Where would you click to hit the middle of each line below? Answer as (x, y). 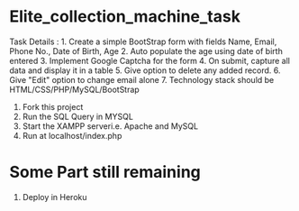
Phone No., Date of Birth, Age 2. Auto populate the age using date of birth (146, 50)
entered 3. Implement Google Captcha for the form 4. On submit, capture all (150, 60)
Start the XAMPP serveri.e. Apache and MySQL (110, 126)
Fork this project (53, 106)
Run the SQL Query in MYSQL (77, 116)
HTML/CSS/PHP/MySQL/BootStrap (74, 89)
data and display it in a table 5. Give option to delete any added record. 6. (145, 70)
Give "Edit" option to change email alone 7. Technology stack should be (142, 79)
